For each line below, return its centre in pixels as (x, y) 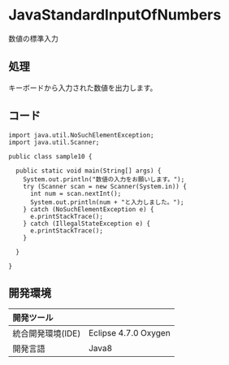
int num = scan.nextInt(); (76, 193)
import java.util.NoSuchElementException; (81, 135)
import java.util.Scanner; (54, 142)
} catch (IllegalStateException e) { (87, 224)
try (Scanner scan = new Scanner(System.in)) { (105, 186)
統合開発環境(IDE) (47, 333)
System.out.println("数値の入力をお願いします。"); (104, 179)
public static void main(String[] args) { (89, 171)
